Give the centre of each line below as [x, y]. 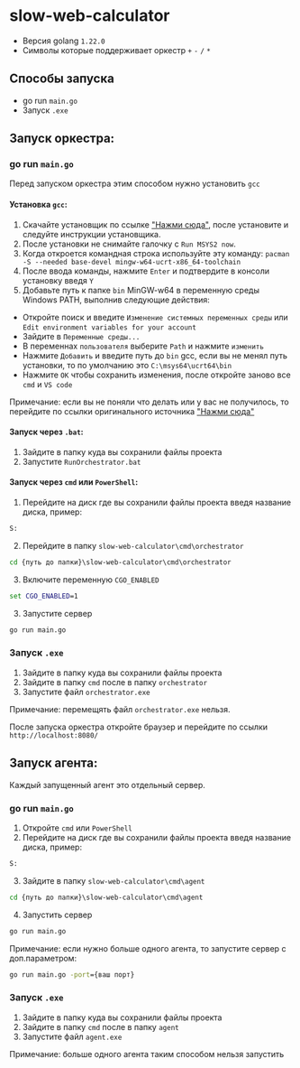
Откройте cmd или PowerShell [77, 828]
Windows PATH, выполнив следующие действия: [116, 300]
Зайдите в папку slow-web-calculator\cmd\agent [114, 880]
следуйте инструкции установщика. [91, 234]
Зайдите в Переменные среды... [81, 336]
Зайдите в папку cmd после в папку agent [100, 1026]
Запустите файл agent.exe [72, 1036]
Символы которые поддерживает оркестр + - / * [117, 50]
